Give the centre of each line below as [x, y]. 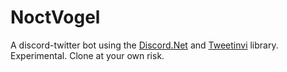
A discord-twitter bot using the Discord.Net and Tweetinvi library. [144, 45]
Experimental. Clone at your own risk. [87, 55]
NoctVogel [55, 17]
